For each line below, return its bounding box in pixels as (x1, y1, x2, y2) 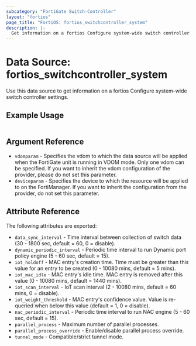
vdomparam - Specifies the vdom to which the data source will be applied (14, 152, 188, 159)
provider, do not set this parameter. (14, 190, 99, 197)
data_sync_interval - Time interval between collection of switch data (14, 234, 182, 241)
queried (14, 302, 34, 309)
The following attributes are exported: (6, 222, 97, 229)
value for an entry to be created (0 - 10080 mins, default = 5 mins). (14, 265, 176, 272)
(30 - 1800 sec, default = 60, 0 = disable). (14, 239, 116, 246)
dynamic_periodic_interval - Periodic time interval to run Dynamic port (14, 246, 186, 253)
